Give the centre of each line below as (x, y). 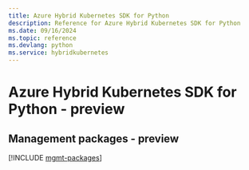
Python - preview (67, 109)
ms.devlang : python (41, 45)
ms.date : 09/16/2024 (43, 30)
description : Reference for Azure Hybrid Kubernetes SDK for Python (125, 23)
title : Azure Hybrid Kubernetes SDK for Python (89, 16)
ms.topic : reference (43, 38)
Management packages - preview (94, 138)
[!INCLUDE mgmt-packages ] (55, 158)
